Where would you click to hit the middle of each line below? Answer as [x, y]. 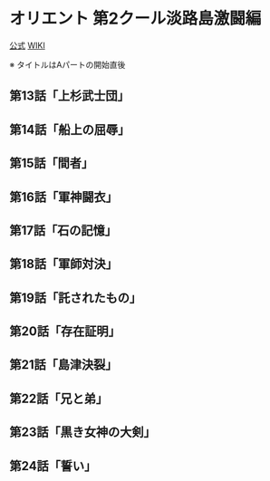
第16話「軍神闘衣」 [63, 197]
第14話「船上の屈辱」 [70, 129]
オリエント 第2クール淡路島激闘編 [135, 19]
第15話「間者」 [52, 164]
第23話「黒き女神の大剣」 [82, 433]
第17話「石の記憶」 [63, 231]
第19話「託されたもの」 [76, 298]
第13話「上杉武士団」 [69, 96]
